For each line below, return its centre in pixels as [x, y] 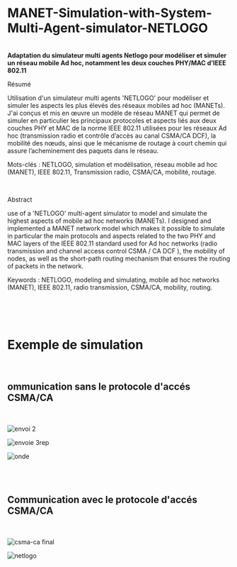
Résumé [19, 84]
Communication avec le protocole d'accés [103, 500]
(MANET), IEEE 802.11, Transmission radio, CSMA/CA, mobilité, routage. [112, 172]
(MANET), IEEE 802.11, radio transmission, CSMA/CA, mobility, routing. [110, 287]
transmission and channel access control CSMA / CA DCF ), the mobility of [116, 251]
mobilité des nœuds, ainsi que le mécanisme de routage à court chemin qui [117, 143]
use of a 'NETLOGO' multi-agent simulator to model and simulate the [107, 213]
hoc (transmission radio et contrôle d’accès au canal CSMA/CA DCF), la [112, 136]
